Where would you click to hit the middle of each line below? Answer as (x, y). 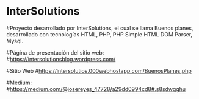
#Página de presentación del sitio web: (55, 52)
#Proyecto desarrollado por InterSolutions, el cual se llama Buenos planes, (100, 28)
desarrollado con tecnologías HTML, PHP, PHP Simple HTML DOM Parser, (99, 34)
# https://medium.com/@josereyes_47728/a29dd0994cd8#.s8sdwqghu (96, 89)
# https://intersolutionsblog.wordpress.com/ (61, 59)
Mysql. (15, 41)
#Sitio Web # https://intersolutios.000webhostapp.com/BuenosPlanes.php (99, 70)
